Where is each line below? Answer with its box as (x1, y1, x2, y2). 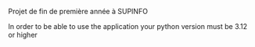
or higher (8, 31, 38, 39)
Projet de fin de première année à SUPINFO (8, 7, 149, 16)
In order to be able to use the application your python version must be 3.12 (8, 22, 248, 31)
